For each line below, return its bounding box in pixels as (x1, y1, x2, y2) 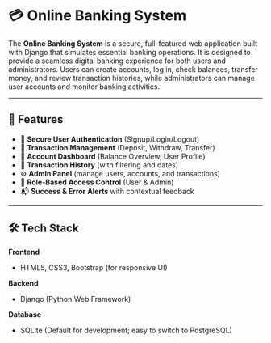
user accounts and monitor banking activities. (8, 82, 160, 91)
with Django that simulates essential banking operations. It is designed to (8, 47, 252, 57)
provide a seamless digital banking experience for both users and (8, 56, 226, 66)
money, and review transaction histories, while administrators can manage (8, 73, 256, 83)
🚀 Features (8, 112, 64, 126)
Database (8, 309, 42, 320)
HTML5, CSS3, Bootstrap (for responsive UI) (19, 262, 168, 272)
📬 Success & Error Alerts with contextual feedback (19, 186, 195, 196)
